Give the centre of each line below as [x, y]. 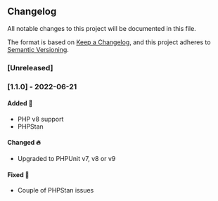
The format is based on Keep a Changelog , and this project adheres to [109, 42]
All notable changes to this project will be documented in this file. [102, 28]
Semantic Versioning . [38, 49]
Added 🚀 [20, 103]
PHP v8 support [40, 119]
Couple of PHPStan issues [56, 190]
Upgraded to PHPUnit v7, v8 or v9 [66, 159]
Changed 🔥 [24, 143]
